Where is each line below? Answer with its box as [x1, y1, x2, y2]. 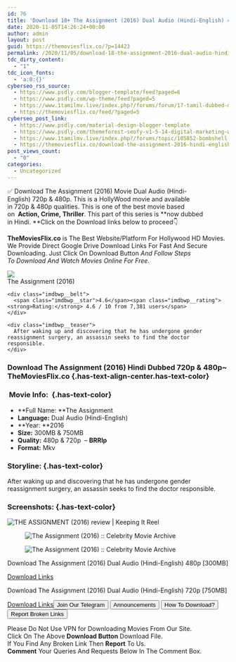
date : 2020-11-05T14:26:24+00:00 [7, 23, 105, 30]
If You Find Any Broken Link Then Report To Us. [7, 639, 146, 648]
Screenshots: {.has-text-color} [7, 502, 116, 512]
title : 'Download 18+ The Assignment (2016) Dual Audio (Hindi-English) [7, 17, 225, 24]
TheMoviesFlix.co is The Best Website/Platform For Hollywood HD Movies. [7, 234, 225, 242]
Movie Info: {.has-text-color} [8, 390, 112, 400]
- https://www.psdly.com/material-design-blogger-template [13, 121, 190, 129]
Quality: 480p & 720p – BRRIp [17, 436, 107, 444]
